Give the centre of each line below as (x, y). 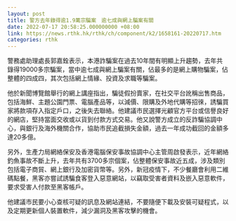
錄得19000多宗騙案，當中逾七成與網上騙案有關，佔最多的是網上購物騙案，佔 (118, 69)
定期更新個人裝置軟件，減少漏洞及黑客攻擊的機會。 (87, 210)
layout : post (26, 14)
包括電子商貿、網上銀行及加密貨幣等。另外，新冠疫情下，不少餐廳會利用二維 (118, 170)
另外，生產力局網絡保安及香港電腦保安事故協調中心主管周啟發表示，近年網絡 (118, 152)
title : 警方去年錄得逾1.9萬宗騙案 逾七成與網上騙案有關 (81, 20)
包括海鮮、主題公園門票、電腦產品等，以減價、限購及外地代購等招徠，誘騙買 (118, 102)
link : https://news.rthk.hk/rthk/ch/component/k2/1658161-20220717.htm (114, 33)
